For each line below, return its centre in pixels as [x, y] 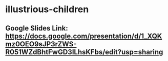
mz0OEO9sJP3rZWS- [41, 44]
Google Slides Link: [37, 28]
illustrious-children [47, 9]
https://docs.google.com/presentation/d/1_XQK [84, 36]
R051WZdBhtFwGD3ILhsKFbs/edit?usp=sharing [84, 52]
